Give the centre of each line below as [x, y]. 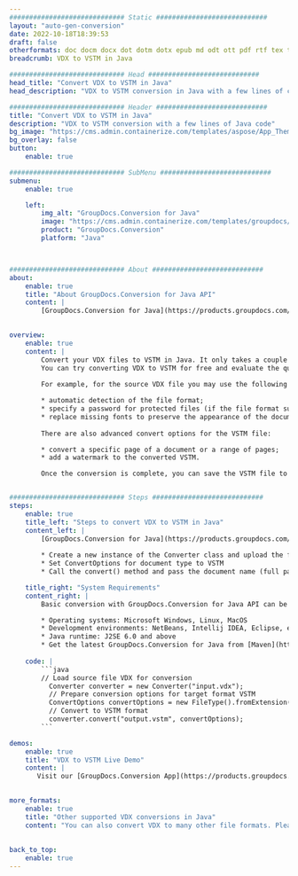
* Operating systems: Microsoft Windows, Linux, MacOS [145, 620]
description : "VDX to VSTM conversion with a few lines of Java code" [142, 124]
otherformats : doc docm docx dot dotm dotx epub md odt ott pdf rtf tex [146, 51]
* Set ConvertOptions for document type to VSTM [133, 564]
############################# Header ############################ [138, 107]
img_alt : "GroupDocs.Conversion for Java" [121, 214]
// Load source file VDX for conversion [117, 678]
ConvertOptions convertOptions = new [118, 703]
